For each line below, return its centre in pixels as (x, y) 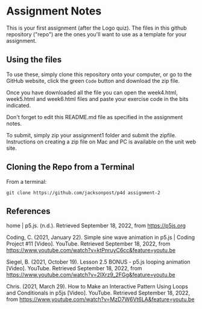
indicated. (19, 105)
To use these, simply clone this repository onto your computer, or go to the (99, 74)
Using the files (34, 60)
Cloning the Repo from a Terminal (70, 167)
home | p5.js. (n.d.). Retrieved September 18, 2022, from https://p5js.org (96, 226)
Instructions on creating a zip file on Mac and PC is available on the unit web (101, 141)
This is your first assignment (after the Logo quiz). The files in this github (96, 28)
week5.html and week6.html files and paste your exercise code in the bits (97, 99)
